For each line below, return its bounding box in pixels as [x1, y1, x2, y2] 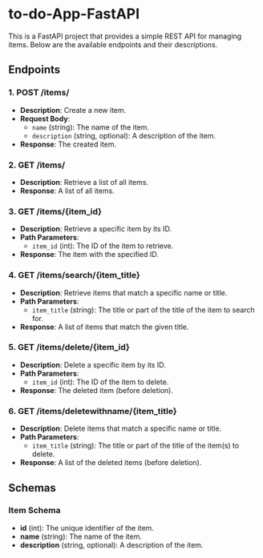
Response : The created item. [19, 139, 117, 149]
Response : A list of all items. [19, 186, 115, 195]
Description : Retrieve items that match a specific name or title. [19, 287, 228, 297]
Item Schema [8, 505, 61, 516]
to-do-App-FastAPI [8, 5, 140, 23]
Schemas [8, 481, 56, 495]
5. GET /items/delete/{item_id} [8, 342, 130, 353]
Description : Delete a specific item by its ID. [19, 359, 166, 369]
